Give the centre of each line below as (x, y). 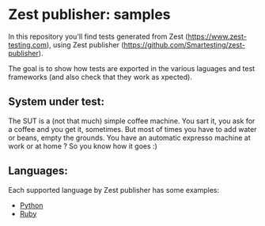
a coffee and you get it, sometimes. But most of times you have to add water (132, 129)
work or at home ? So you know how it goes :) (83, 146)
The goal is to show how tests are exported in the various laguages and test (132, 68)
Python (31, 205)
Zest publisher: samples (90, 15)
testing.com (28, 44)
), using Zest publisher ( (85, 44)
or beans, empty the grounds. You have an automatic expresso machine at (129, 137)
